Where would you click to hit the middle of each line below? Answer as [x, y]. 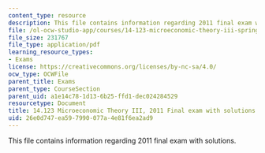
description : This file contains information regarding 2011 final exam [130, 23]
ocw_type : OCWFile [38, 74]
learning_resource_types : [50, 52]
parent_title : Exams [42, 81]
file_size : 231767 [38, 37]
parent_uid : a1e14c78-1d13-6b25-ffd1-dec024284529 [93, 96]
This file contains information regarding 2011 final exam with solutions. [122, 140]
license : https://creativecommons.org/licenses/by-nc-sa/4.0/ [112, 67]
